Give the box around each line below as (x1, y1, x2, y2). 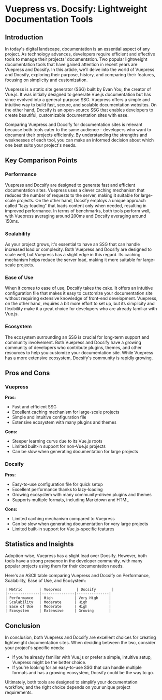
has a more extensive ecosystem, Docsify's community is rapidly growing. (5, 355, 153, 361)
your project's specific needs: (5, 645, 64, 651)
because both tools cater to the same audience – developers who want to (5, 127, 151, 132)
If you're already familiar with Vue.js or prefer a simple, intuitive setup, (12, 654, 152, 660)
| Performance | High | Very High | (5, 595, 111, 601)
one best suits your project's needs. (5, 142, 76, 148)
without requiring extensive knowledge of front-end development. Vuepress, (5, 296, 158, 301)
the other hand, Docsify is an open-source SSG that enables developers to (5, 107, 154, 113)
